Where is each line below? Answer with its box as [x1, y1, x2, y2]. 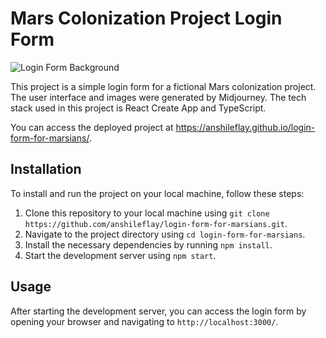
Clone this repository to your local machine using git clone [24, 207, 270, 219]
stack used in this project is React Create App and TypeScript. [10, 102, 267, 114]
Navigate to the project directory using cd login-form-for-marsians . [24, 228, 306, 240]
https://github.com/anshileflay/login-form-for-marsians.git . [24, 217, 288, 229]
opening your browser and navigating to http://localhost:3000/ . [10, 315, 279, 327]
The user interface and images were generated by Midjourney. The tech [10, 91, 307, 103]
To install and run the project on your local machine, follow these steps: [10, 187, 305, 199]
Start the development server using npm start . [24, 249, 217, 261]
